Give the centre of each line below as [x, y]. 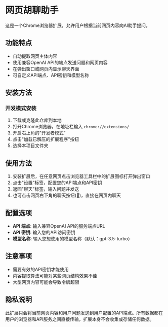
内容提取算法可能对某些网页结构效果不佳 [55, 276]
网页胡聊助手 [32, 10]
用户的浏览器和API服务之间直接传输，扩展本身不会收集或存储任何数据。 [80, 319]
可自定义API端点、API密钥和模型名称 [51, 75]
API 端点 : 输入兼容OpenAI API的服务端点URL [59, 226]
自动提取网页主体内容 [35, 56]
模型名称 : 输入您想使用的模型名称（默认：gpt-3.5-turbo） [72, 239]
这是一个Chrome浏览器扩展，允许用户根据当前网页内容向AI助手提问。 [78, 25]
